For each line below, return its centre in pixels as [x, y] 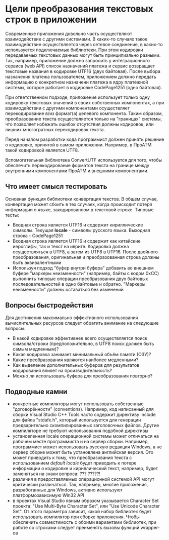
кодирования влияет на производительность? [62, 370]
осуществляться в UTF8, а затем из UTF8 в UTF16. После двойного [85, 252]
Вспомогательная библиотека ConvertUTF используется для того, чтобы [84, 160]
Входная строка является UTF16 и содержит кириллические [78, 225]
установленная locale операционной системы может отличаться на [86, 436]
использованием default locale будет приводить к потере [74, 463]
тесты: [12, 215]
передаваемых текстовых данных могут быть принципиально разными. [83, 55]
